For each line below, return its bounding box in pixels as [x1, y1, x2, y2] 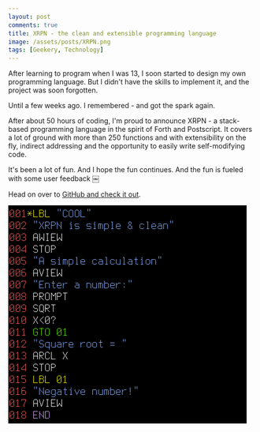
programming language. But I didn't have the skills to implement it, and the [8, 77, 250, 87]
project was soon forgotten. [8, 85, 98, 95]
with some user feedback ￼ [8, 174, 100, 183]
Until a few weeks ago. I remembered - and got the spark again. [8, 101, 215, 111]
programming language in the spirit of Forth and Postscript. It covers [30, 125, 253, 134]
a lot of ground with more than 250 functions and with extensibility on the [8, 133, 247, 142]
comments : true [8, 21, 58, 29]
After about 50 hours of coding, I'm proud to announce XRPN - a [8, 116, 218, 126]
